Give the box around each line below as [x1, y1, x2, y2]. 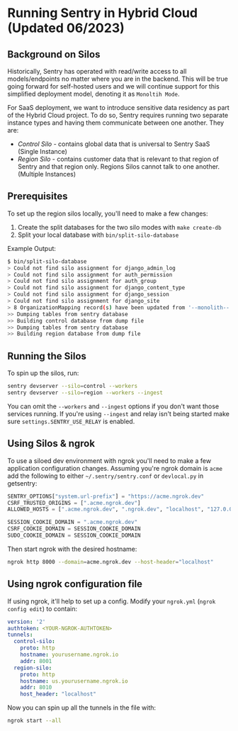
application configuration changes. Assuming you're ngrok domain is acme [7, 464, 223, 472]
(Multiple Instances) [17, 170, 76, 178]
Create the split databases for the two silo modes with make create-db [17, 223, 222, 231]
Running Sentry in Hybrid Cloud [7, 5, 198, 21]
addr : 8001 [20, 657, 52, 664]
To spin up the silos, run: [7, 369, 79, 377]
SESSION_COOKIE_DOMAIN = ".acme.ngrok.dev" [7, 519, 138, 526]
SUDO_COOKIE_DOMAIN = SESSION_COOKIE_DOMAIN [7, 532, 141, 540]
